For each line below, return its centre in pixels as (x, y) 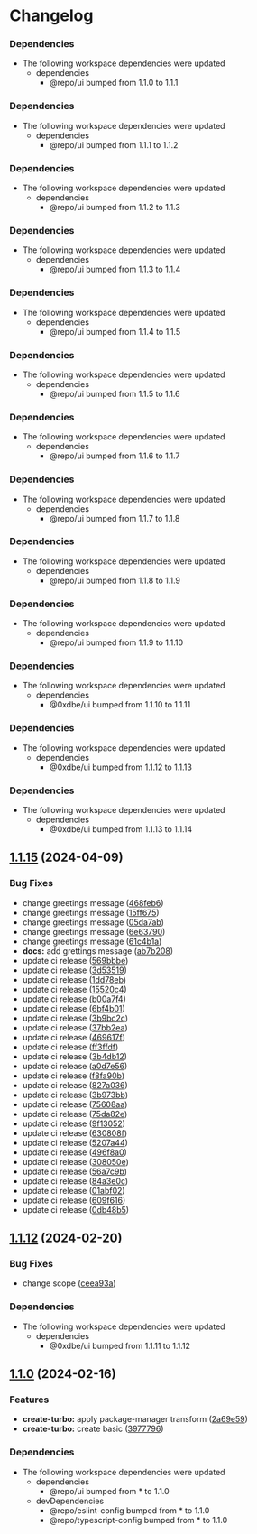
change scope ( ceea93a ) (69, 1283)
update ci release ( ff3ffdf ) (70, 1047)
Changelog (51, 16)
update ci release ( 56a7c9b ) (75, 1171)
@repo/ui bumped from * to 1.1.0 (109, 1491)
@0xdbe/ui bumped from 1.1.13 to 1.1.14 (121, 829)
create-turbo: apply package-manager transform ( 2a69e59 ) (135, 1419)
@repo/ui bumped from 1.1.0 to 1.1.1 (114, 83)
